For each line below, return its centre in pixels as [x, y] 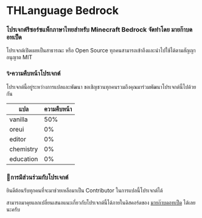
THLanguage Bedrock [62, 11]
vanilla [19, 119]
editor [18, 139]
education [24, 159]
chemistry [24, 149]
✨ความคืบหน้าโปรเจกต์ [33, 74]
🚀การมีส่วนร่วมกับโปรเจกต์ [37, 177]
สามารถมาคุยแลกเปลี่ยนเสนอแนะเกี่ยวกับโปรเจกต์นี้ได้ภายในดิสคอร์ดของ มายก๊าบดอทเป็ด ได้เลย [101, 203]
